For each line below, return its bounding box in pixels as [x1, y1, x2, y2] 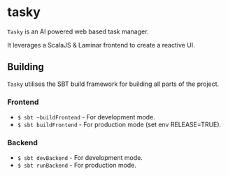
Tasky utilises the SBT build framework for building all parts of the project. [7, 80, 220, 88]
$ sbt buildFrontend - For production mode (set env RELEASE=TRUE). [17, 120, 222, 129]
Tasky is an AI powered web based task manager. [7, 27, 149, 36]
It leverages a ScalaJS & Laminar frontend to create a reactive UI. [7, 41, 196, 49]
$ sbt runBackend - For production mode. [17, 161, 136, 170]
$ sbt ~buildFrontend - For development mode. [17, 113, 155, 122]
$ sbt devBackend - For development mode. [17, 154, 143, 162]
